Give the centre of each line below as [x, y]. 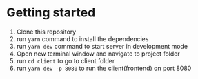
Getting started [51, 13]
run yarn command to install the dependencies [82, 38]
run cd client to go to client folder [66, 60]
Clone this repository [46, 32]
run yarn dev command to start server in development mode [102, 46]
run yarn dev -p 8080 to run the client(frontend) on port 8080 [104, 68]
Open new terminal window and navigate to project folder [98, 54]
